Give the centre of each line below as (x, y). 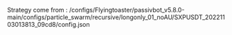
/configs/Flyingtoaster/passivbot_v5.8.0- (127, 10)
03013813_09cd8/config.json (48, 24)
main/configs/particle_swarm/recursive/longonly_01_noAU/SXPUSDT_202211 (116, 17)
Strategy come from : (37, 10)
